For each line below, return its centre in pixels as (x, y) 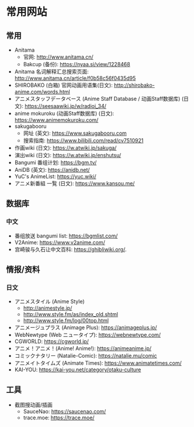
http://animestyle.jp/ (48, 308)
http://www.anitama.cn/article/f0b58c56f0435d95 (75, 78)
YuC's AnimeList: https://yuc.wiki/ (55, 176)
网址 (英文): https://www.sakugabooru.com (75, 133)
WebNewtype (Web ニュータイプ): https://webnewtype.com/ (88, 335)
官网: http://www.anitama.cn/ (58, 57)
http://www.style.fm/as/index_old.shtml (71, 314)
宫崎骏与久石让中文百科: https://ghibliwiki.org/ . (70, 249)
